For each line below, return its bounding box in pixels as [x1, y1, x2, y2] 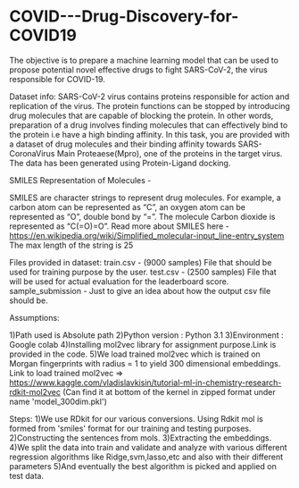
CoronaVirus [9, 147, 55, 158]
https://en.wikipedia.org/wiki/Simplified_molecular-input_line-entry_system [9, 230, 285, 240]
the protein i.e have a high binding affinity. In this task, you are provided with [9, 129, 290, 139]
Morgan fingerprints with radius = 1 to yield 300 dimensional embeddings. [9, 358, 281, 368]
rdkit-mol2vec [9, 386, 61, 397]
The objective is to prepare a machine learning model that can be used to [9, 55, 279, 65]
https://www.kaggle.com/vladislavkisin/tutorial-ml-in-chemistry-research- [9, 377, 282, 388]
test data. [9, 470, 45, 481]
